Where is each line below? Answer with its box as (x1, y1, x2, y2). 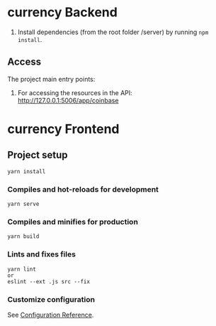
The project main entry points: (7, 75, 96, 83)
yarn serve (7, 200, 40, 208)
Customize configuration (7, 294, 96, 304)
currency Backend (7, 4, 118, 21)
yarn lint (7, 266, 37, 273)
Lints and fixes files (7, 249, 76, 259)
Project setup (7, 149, 69, 161)
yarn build (7, 233, 40, 240)
